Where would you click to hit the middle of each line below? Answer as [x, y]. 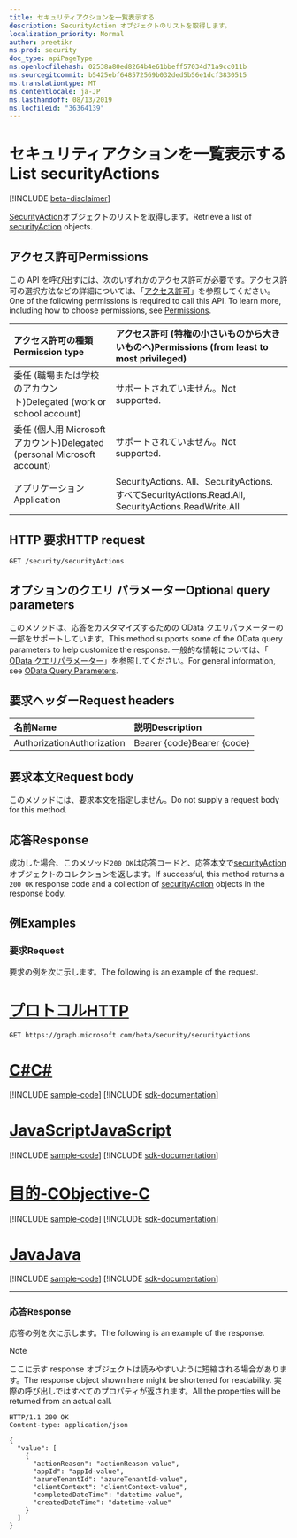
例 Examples [43, 924]
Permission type [49, 352]
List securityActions [85, 174]
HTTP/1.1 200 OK [39, 1417]
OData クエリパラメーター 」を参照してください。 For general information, [142, 660]
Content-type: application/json [69, 1425]
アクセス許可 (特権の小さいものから [189, 334]
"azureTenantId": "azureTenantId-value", [110, 1479]
